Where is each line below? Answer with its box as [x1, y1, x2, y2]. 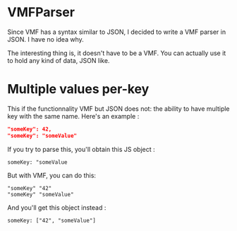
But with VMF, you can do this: [7, 171, 97, 179]
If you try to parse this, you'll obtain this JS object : [7, 145, 155, 153]
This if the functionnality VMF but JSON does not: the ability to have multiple [7, 104, 231, 113]
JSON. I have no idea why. [7, 35, 85, 43]
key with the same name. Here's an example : [7, 112, 140, 120]
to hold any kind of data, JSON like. [7, 56, 110, 64]
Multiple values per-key [7, 81, 150, 97]
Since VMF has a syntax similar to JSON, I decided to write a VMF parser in [7, 28, 226, 36]
